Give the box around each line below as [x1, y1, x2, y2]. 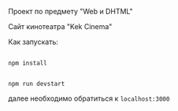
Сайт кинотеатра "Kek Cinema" [8, 22, 113, 31]
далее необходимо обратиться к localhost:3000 [8, 94, 170, 103]
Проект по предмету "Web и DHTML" [8, 7, 134, 16]
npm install [8, 59, 47, 67]
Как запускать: [8, 37, 59, 46]
